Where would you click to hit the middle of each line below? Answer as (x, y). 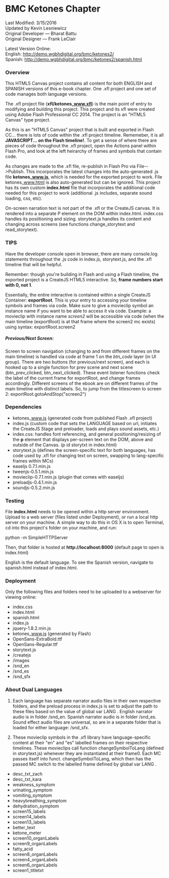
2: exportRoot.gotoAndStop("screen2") (46, 394)
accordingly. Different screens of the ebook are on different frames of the (81, 383)
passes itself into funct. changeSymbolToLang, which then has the (82, 758)
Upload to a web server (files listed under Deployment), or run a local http (82, 517)
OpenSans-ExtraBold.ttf (37, 639)
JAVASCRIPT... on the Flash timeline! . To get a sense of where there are (81, 140)
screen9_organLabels (35, 843)
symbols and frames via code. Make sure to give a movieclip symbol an (79, 305)
